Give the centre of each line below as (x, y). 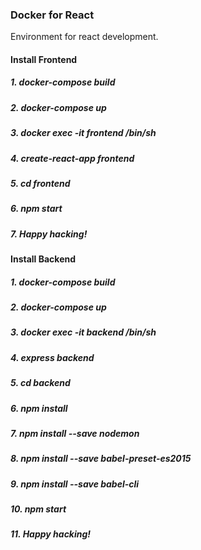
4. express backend (52, 357)
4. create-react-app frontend (72, 158)
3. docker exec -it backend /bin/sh (83, 332)
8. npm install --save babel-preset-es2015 (101, 459)
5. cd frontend (40, 183)
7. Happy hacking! (49, 234)
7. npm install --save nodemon (75, 433)
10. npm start (38, 509)
